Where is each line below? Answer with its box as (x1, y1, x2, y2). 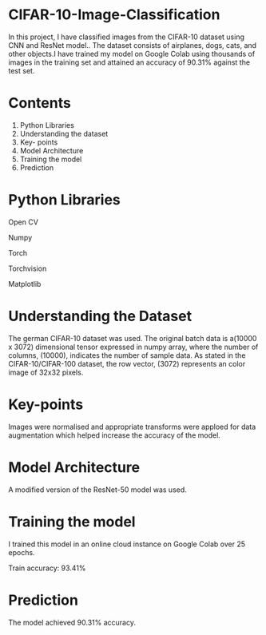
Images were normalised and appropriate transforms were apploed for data (8, 422, 256, 431)
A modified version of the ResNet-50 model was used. (8, 485, 188, 494)
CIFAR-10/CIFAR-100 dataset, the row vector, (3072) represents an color (8, 359, 246, 368)
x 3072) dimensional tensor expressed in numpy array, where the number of (8, 342, 259, 351)
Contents (8, 94, 72, 113)
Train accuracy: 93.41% (8, 563, 86, 573)
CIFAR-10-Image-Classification (8, 6, 220, 24)
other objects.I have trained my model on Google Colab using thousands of (8, 49, 256, 58)
